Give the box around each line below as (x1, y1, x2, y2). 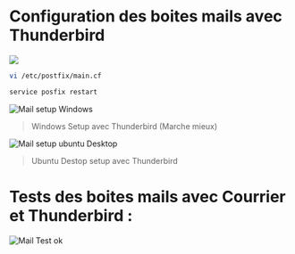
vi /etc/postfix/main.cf (9, 71, 102, 80)
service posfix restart (9, 87, 98, 96)
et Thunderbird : (9, 205, 133, 225)
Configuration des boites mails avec (9, 6, 283, 27)
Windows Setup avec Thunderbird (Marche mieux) (30, 120, 218, 131)
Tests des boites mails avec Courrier (9, 186, 286, 207)
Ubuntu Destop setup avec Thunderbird (30, 155, 179, 166)
